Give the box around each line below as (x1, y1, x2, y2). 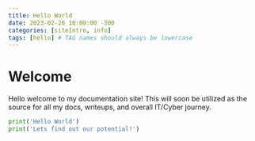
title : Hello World (8, 11, 73, 20)
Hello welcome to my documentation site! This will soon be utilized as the (8, 94, 248, 104)
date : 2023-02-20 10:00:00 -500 (8, 19, 115, 27)
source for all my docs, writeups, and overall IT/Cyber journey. (8, 102, 212, 112)
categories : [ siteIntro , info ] (8, 26, 112, 34)
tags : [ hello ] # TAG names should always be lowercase (8, 33, 193, 42)
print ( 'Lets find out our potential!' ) (8, 125, 140, 133)
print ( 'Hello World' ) (8, 118, 80, 126)
